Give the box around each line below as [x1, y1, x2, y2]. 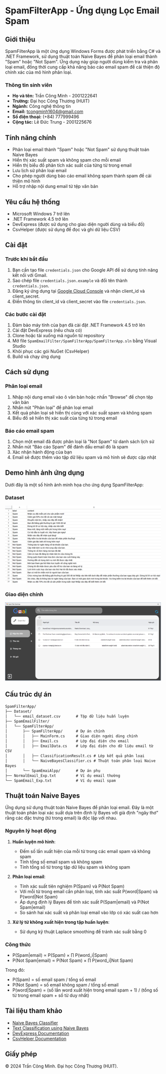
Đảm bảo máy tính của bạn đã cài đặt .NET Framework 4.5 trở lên [12, 322, 145, 328]
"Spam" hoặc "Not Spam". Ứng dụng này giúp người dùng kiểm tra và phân [5, 59, 158, 64]
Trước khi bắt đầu [5, 256, 48, 263]
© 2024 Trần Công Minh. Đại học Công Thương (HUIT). [5, 1063, 118, 1069]
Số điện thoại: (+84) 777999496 [12, 114, 80, 120]
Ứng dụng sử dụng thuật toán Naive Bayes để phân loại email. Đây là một [5, 805, 154, 810]
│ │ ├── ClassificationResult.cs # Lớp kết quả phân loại [5, 753, 145, 759]
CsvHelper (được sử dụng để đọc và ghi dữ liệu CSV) [12, 226, 121, 232]
